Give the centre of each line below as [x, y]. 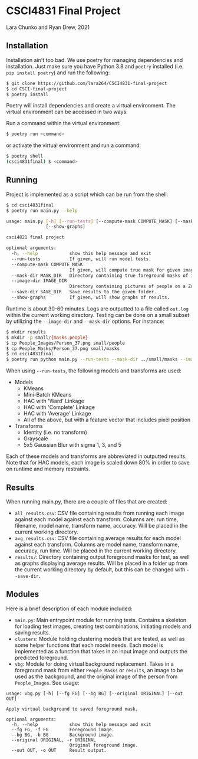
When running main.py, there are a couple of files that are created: [87, 502]
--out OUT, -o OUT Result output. [59, 750]
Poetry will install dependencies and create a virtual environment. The [91, 106]
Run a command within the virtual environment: [63, 123]
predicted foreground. [42, 657]
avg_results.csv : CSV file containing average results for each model [98, 538]
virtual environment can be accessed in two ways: [67, 112]
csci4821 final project [35, 237]
